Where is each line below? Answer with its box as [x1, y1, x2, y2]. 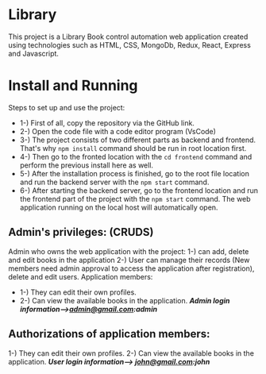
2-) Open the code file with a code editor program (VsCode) [19, 126, 217, 136]
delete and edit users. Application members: [8, 272, 153, 281]
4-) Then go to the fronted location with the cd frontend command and [19, 152, 253, 161]
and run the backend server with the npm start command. [19, 177, 210, 187]
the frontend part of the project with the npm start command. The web [19, 194, 252, 203]
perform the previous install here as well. [19, 160, 153, 170]
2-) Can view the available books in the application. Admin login [19, 295, 230, 305]
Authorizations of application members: [8, 327, 210, 341]
